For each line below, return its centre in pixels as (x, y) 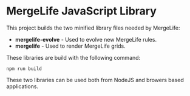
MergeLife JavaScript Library (81, 11)
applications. (22, 86)
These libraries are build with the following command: (73, 57)
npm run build (24, 69)
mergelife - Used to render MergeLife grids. (70, 46)
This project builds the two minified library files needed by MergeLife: (93, 28)
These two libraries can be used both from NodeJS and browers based (95, 80)
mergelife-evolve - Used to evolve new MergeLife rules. (86, 39)
